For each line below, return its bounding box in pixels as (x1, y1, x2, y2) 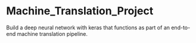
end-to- (170, 24, 191, 31)
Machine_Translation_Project (6, 4, 154, 18)
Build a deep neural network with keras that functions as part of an (6, 24, 170, 31)
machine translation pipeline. (17, 30, 88, 37)
